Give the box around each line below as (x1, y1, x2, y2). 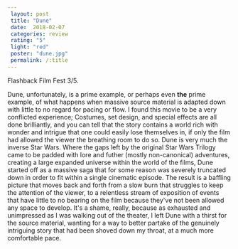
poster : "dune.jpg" (10, 51, 69, 58)
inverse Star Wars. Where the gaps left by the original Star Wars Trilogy (7, 143, 216, 152)
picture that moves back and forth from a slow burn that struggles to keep (7, 181, 224, 189)
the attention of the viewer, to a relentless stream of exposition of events (7, 188, 220, 196)
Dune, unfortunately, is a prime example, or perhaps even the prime (7, 90, 206, 98)
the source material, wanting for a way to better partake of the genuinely (7, 218, 220, 227)
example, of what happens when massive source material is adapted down (7, 97, 226, 106)
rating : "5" (10, 37, 46, 44)
